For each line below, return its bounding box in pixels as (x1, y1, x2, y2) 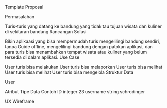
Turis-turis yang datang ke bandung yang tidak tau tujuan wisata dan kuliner (5, 23, 162, 29)
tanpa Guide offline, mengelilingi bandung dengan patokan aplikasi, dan (5, 44, 153, 49)
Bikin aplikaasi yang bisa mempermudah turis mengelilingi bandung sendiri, (5, 38, 161, 44)
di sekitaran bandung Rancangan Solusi (5, 29, 87, 34)
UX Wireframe (5, 98, 35, 104)
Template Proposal (5, 4, 44, 10)
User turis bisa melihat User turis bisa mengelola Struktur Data (5, 69, 134, 75)
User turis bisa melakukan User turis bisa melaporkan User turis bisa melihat (5, 64, 163, 70)
